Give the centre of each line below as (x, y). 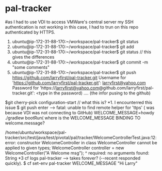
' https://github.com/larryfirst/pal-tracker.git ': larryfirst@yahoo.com (79, 82)
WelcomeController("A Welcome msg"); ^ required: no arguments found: (77, 153)
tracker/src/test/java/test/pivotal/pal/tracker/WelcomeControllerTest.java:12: (81, 137)
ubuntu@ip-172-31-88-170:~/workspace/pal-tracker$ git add (73, 47)
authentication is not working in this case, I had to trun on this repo (72, 27)
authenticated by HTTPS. (30, 32)
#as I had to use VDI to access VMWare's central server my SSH (69, 22)
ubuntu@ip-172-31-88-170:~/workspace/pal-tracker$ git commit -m (80, 62)
